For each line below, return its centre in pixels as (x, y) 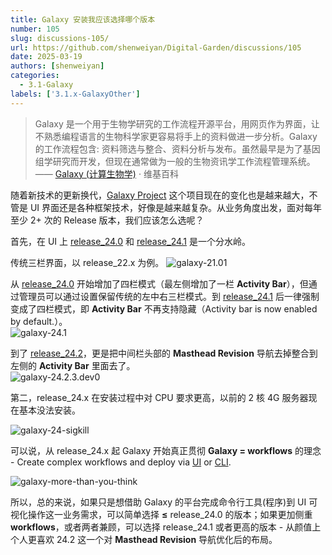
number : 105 (35, 29)
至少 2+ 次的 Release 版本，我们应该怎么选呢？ (107, 220)
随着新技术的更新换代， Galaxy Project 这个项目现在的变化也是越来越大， (160, 195)
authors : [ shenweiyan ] (57, 66)
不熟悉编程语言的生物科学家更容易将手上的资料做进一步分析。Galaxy (176, 136)
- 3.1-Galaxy (46, 85)
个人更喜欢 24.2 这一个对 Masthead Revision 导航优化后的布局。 (144, 539)
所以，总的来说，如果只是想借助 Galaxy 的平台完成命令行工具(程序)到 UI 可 (164, 502)
